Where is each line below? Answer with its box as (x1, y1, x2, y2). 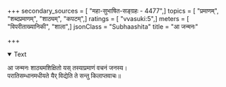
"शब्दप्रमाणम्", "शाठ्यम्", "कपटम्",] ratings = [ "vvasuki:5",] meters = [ (7, 15, 189, 22)
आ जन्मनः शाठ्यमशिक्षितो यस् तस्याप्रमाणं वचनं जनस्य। (7, 64, 128, 72)
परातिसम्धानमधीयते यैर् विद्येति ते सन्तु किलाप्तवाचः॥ (7, 72, 121, 80)
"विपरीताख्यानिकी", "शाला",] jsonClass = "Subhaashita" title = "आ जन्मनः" (7, 22, 198, 31)
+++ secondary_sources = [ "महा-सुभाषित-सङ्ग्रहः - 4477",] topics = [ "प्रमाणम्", (7, 7, 219, 15)
